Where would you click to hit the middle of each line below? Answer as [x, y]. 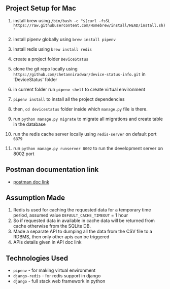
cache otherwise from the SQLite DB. [52, 226]
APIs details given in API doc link [47, 242]
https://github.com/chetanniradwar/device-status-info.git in [79, 74]
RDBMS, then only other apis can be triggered [61, 237]
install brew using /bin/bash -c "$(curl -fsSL [62, 20]
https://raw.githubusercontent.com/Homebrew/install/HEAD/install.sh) [89, 25]
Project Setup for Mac [41, 8]
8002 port [24, 154]
